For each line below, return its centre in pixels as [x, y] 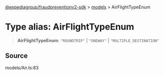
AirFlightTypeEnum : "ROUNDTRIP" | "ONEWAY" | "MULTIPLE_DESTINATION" [88, 40]
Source [17, 56]
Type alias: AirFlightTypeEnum [70, 27]
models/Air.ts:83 [22, 68]
